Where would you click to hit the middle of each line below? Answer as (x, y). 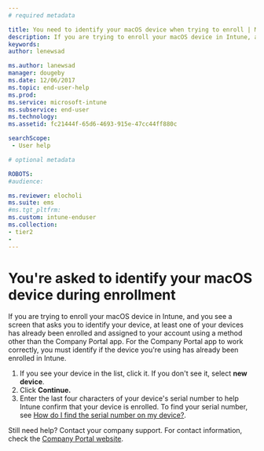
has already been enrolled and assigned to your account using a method (125, 333)
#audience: (26, 181)
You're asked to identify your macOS (130, 278)
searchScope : (29, 138)
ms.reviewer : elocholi (45, 196)
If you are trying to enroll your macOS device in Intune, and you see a (120, 317)
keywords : (24, 44)
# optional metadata (42, 159)
